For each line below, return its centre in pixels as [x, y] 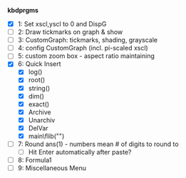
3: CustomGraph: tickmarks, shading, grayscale [88, 40]
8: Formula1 [35, 160]
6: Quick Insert [40, 64]
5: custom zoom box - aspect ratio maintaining [86, 56]
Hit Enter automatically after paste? [80, 152]
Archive [40, 112]
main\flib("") [46, 136]
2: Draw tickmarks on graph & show [70, 32]
